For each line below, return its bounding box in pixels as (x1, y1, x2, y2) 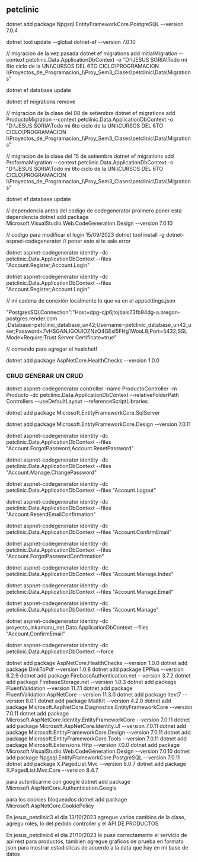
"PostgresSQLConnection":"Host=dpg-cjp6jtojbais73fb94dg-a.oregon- (6, 308, 181, 316)
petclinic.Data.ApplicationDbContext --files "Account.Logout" (6, 486, 157, 494)
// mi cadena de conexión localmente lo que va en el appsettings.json (6, 297, 176, 304)
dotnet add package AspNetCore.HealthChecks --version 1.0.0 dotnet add (6, 660, 188, 667)
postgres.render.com (6, 314, 58, 322)
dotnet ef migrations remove (6, 98, 76, 105)
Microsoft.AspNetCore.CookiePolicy (6, 802, 94, 809)
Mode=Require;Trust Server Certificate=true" (6, 333, 117, 341)
